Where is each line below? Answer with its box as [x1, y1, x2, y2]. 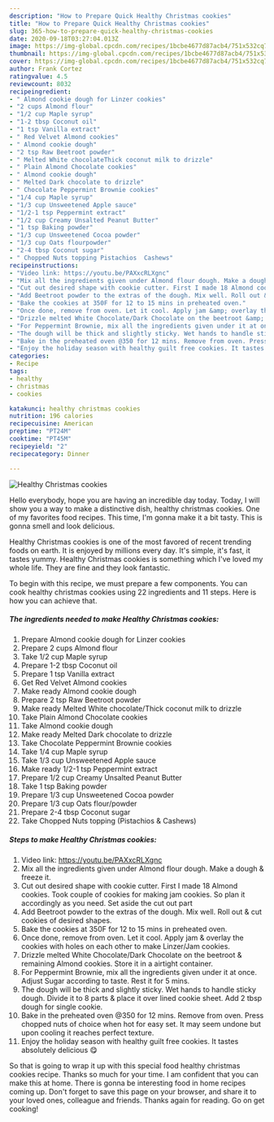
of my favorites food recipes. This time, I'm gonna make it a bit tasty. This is [9, 512, 263, 522]
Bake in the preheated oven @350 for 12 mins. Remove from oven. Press [20, 1011, 264, 1020]
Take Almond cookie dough [20, 721, 113, 731]
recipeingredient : [9, 87, 72, 96]
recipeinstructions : [9, 261, 80, 269]
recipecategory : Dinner [9, 450, 90, 458]
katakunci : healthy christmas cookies [9, 404, 141, 413]
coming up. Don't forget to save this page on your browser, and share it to [9, 1087, 257, 1097]
